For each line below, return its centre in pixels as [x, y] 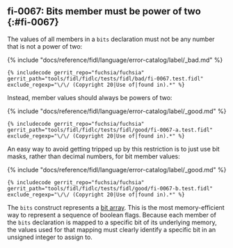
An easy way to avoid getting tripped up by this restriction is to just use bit [114, 149]
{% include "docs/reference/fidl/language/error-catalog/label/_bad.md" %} [115, 60]
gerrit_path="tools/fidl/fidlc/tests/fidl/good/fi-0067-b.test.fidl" [110, 188]
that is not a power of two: [45, 46]
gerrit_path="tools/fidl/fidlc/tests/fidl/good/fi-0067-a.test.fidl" [110, 130]
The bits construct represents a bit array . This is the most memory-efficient [116, 207]
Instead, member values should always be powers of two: [90, 97]
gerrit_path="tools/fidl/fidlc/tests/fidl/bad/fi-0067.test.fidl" [105, 78]
